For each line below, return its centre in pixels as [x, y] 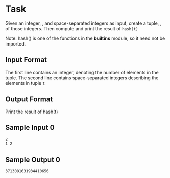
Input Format [26, 60]
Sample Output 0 [33, 159]
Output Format [29, 99]
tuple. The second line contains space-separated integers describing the [82, 78]
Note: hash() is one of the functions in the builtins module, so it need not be [85, 38]
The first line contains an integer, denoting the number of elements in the [82, 72]
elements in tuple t [25, 83]
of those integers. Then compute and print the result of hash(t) [72, 28]
